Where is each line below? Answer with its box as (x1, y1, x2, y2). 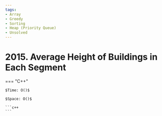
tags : (5, 7, 16, 12)
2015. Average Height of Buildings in (5, 51, 158, 63)
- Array (5, 12, 21, 17)
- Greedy (5, 16, 23, 21)
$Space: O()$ (5, 96, 32, 101)
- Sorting (5, 21, 26, 26)
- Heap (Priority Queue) (5, 26, 56, 31)
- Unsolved (5, 30, 28, 35)
